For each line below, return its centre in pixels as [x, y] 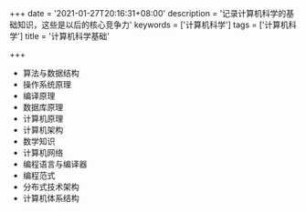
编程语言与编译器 [55, 164]
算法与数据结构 [51, 73]
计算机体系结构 [51, 198]
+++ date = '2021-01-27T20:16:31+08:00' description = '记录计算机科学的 [148, 13]
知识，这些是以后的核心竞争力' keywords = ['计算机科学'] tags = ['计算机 [153, 25]
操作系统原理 [47, 84]
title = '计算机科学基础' [67, 36]
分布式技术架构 [51, 187]
